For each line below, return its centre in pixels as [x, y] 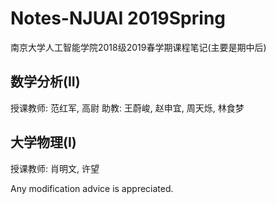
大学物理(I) [43, 142]
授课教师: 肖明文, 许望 [55, 168]
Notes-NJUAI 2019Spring [118, 18]
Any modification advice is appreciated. [92, 188]
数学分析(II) [45, 82]
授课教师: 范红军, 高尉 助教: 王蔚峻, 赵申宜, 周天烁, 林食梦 [127, 108]
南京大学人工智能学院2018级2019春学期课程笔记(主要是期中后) [138, 47]
